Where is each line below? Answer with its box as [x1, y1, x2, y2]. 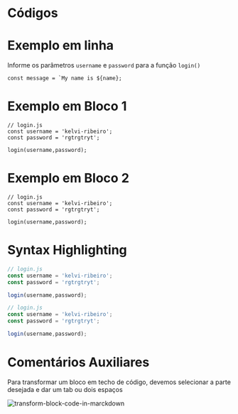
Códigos [7, 5, 58, 21]
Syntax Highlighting [7, 242, 128, 258]
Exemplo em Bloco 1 [7, 98, 127, 114]
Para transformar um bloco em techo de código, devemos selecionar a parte [7, 378, 231, 386]
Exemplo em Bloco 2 [7, 170, 130, 186]
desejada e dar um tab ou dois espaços [7, 385, 123, 393]
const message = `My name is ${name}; [7, 75, 122, 82]
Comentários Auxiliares [7, 354, 150, 371]
